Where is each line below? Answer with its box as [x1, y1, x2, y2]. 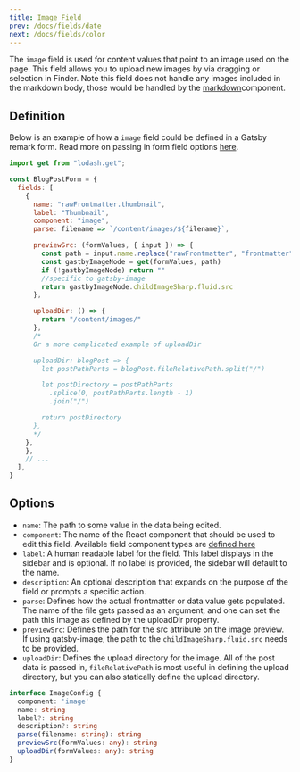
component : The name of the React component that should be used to [21, 528, 276, 540]
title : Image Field [9, 12, 82, 22]
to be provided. [21, 643, 79, 653]
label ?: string [17, 713, 74, 723]
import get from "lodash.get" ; [9, 159, 126, 168]
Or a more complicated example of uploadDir [32, 340, 202, 349]
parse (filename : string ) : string [17, 730, 142, 739]
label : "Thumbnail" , [32, 208, 110, 217]
